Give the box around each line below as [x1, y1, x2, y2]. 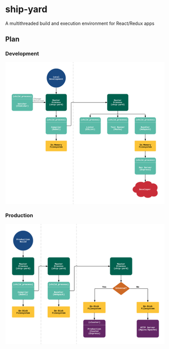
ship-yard [5, 4, 48, 15]
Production [5, 212, 33, 219]
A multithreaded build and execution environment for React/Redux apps [5, 20, 155, 26]
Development [5, 50, 39, 57]
